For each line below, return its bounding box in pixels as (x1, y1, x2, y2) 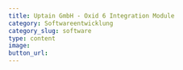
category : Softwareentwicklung (8, 19, 114, 27)
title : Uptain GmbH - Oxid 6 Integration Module (8, 11, 175, 20)
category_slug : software (8, 27, 92, 35)
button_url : (8, 49, 48, 57)
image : (8, 42, 31, 50)
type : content (8, 34, 56, 43)
